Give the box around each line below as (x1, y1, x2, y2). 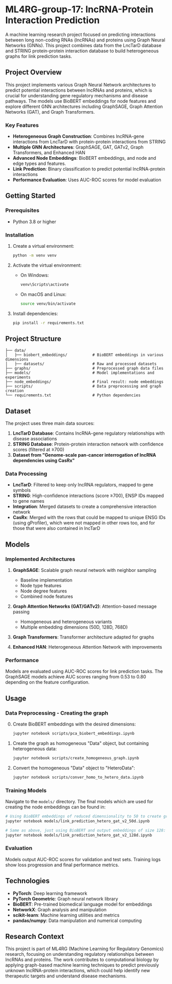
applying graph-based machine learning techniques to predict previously (5, 962, 159, 968)
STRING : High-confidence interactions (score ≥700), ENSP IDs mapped (12, 493, 164, 499)
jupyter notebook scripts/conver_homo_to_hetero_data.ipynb (12, 775, 144, 780)
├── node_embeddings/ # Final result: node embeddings (5, 379, 164, 384)
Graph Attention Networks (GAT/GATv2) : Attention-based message (12, 603, 157, 610)
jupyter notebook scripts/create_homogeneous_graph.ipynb (12, 756, 139, 761)
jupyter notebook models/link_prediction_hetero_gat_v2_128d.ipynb (5, 832, 153, 838)
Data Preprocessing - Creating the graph (5, 709, 109, 716)
